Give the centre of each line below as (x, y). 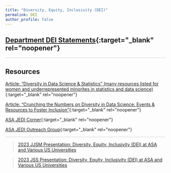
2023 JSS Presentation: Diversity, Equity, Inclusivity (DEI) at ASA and (90, 160)
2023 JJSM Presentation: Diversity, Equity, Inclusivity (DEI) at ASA (87, 145)
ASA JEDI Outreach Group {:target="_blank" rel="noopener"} (69, 129)
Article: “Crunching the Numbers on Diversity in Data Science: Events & (80, 104)
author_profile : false (29, 19)
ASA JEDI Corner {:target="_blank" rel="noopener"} (59, 120)
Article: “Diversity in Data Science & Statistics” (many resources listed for (82, 84)
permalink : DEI (21, 15)
